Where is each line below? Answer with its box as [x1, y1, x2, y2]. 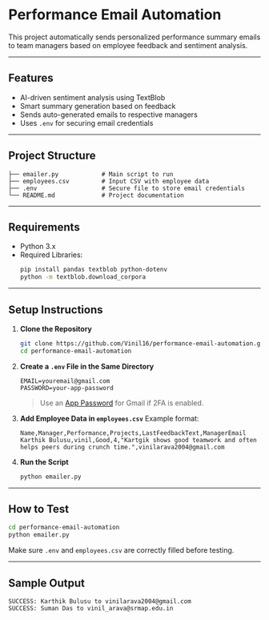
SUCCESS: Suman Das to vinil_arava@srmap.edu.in [8, 604, 174, 612]
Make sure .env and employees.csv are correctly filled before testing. [8, 546, 235, 555]
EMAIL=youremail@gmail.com [19, 376, 110, 385]
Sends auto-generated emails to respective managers [19, 110, 198, 119]
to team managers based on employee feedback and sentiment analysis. [8, 40, 248, 50]
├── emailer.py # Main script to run [8, 170, 174, 178]
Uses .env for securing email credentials [19, 118, 154, 127]
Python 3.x [19, 242, 56, 252]
